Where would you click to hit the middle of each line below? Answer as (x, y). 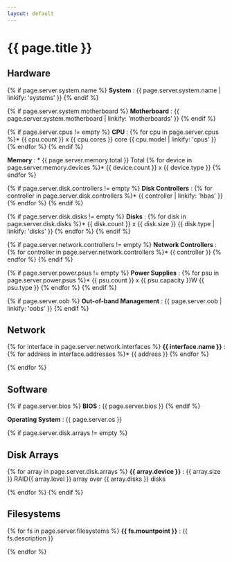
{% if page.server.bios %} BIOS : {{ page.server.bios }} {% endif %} (104, 406)
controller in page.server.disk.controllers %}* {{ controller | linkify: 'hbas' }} (115, 196)
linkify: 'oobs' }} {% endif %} (48, 308)
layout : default (30, 14)
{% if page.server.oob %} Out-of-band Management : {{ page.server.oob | (115, 301)
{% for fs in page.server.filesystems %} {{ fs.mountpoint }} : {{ (98, 531)
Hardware (29, 74)
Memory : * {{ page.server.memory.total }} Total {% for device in (100, 160)
